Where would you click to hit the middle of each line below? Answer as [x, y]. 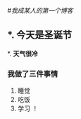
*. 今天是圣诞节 [40, 35]
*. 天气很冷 [23, 53]
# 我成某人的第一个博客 [40, 10]
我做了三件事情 [33, 73]
